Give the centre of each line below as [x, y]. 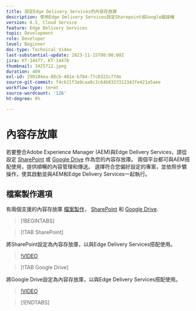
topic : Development [30, 33]
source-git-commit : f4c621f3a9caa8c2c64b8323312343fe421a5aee [83, 83]
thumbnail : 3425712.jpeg [36, 66]
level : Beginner [26, 45]
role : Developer [26, 39]
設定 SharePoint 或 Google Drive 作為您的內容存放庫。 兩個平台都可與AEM [96, 159]
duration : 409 [23, 71]
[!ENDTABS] [35, 303]
